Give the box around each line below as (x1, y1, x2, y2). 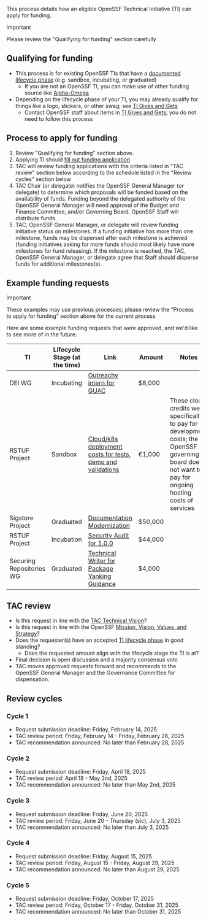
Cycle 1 (6, 712, 29, 720)
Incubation (51, 535, 83, 544)
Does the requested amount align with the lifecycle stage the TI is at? (24, 650, 199, 657)
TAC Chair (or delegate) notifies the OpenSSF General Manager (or (15, 182, 184, 189)
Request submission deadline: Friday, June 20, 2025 (15, 810, 148, 818)
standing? (15, 643, 40, 650)
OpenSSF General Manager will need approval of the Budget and (15, 201, 180, 209)
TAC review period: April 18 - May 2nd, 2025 (15, 774, 128, 782)
